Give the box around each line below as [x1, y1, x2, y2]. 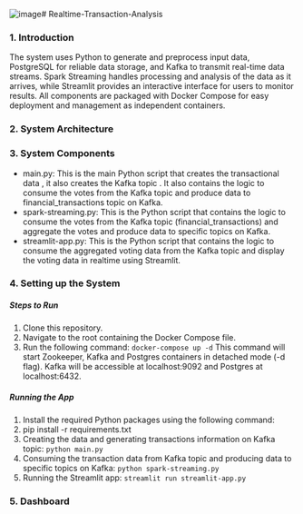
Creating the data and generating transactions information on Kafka [22, 434, 276, 445]
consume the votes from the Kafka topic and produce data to [22, 187, 251, 198]
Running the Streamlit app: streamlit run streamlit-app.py [22, 472, 247, 483]
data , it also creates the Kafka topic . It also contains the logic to [22, 177, 265, 188]
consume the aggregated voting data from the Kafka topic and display [22, 245, 285, 256]
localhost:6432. [22, 371, 82, 381]
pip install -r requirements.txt [22, 424, 132, 435]
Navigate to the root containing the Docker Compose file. [22, 332, 237, 343]
